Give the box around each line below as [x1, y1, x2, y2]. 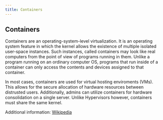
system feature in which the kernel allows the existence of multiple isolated [5, 44, 157, 49]
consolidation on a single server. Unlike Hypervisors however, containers [5, 95, 152, 100]
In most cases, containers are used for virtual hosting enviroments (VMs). [5, 79, 153, 85]
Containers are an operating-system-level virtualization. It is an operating [5, 38, 153, 44]
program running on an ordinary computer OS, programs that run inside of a [5, 59, 158, 65]
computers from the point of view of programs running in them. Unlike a [5, 54, 150, 60]
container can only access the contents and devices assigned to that [5, 64, 144, 70]
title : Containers [5, 7, 43, 12]
